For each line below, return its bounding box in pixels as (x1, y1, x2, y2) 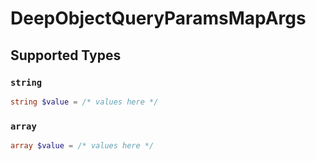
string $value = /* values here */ (10, 97, 159, 107)
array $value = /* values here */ (10, 141, 155, 151)
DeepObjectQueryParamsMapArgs (10, 7, 307, 30)
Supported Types (10, 47, 122, 64)
